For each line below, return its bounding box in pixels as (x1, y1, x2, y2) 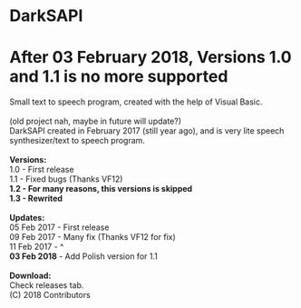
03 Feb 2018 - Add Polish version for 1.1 (9, 251, 159, 262)
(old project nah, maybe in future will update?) (9, 115, 182, 127)
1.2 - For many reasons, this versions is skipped (9, 184, 193, 194)
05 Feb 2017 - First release (9, 222, 110, 233)
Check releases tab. (9, 280, 84, 291)
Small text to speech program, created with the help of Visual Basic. (9, 96, 263, 107)
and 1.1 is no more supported (9, 66, 228, 87)
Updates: (9, 213, 45, 224)
